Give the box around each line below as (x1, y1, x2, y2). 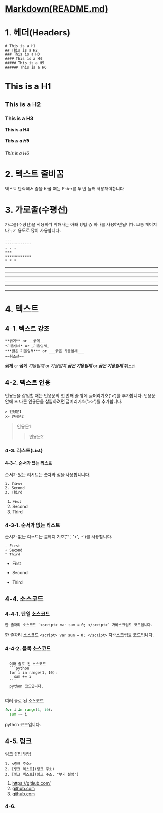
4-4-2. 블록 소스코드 (5, 645, 51, 652)
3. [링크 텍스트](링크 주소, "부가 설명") (5, 772, 79, 777)
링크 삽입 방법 (5, 751, 32, 757)
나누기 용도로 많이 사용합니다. (5, 227, 61, 234)
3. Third (5, 490, 23, 495)
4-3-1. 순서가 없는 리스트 (5, 521, 60, 528)
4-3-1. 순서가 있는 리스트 (5, 460, 52, 466)
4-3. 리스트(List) (5, 447, 43, 454)
